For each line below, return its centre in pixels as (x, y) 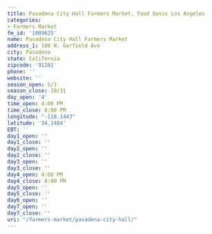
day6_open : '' (28, 200)
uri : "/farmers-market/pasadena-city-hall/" (72, 219)
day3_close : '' (29, 168)
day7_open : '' (28, 207)
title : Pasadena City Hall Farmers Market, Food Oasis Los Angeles (106, 13)
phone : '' (21, 71)
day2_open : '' (28, 149)
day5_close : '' (29, 194)
